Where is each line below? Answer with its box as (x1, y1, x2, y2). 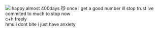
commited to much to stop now (5, 10, 71, 16)
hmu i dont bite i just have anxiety (5, 21, 76, 27)
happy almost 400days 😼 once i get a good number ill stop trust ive (11, 5, 154, 11)
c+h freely (5, 16, 27, 22)
